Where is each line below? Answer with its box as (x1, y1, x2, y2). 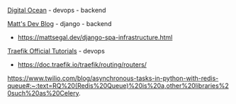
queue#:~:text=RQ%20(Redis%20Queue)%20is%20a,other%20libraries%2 (7, 82, 229, 90)
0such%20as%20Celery (7, 89, 79, 97)
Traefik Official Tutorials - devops (7, 47, 105, 55)
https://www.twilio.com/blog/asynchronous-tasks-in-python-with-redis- (7, 74, 219, 82)
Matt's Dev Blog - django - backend (7, 20, 112, 27)
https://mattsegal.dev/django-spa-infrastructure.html (17, 33, 173, 41)
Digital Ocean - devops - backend (7, 6, 106, 14)
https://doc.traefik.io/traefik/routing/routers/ (17, 60, 147, 69)
